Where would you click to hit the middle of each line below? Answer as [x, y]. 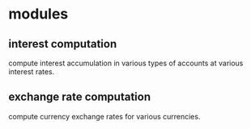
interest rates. [32, 72]
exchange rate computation [80, 97]
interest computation [63, 44]
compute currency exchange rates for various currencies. [104, 116]
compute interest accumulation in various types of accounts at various [126, 63]
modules [38, 14]
